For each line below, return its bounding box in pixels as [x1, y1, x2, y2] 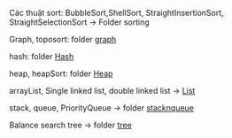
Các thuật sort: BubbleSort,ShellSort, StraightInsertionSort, [9, 8, 224, 18]
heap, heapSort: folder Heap [9, 68, 113, 79]
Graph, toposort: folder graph [9, 34, 117, 44]
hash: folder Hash [9, 51, 74, 61]
